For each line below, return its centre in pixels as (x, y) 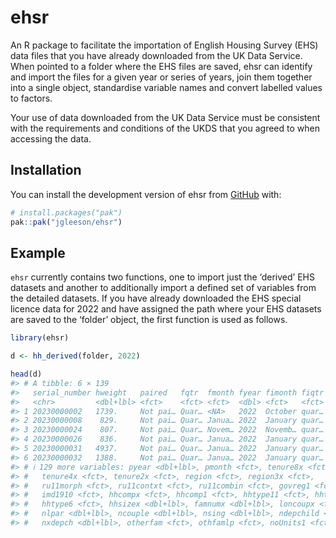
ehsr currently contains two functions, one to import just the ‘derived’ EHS (162, 277)
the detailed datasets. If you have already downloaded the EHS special (156, 298)
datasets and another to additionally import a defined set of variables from (163, 288)
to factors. (31, 98)
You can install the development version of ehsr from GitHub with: (146, 194)
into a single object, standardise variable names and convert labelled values (166, 87)
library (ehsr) (40, 338)
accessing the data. (51, 138)
